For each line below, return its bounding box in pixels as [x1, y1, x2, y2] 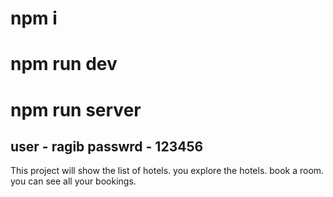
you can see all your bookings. [10, 175, 137, 187]
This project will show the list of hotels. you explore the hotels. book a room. [10, 165, 325, 177]
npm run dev [10, 53, 118, 76]
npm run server [10, 98, 142, 121]
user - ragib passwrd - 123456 [10, 138, 204, 155]
